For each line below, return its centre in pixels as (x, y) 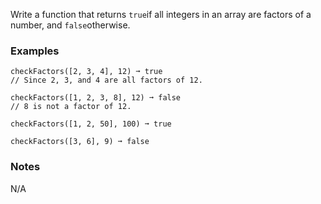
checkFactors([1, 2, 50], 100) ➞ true (91, 124)
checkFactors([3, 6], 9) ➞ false (80, 142)
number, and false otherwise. (70, 25)
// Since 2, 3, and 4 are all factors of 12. (106, 80)
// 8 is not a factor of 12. (71, 107)
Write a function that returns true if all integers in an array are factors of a (161, 14)
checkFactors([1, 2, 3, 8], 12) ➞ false (96, 98)
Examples (35, 51)
